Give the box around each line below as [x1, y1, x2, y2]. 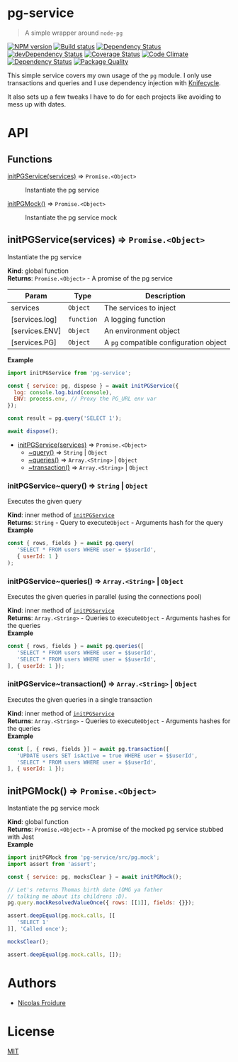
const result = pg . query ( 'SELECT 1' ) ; [7, 415, 122, 422]
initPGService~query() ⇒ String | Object [7, 481, 149, 491]
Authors [7, 975, 57, 991]
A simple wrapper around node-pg [24, 28, 123, 37]
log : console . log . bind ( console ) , [13, 389, 113, 396]
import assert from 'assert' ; [7, 860, 97, 867]
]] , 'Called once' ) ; [7, 926, 69, 933]
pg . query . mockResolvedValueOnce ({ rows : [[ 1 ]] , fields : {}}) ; [7, 899, 195, 906]
